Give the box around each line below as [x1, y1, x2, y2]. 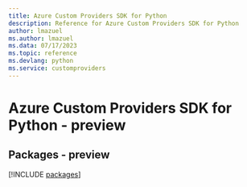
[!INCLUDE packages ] [8, 169, 81, 179]
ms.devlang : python [8, 57, 74, 65]
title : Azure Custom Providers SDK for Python [8, 11, 167, 20]
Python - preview [8, 116, 126, 134]
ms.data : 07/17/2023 [8, 42, 78, 50]
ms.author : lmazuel [8, 34, 74, 43]
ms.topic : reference [8, 49, 78, 57]
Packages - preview [8, 148, 110, 162]
